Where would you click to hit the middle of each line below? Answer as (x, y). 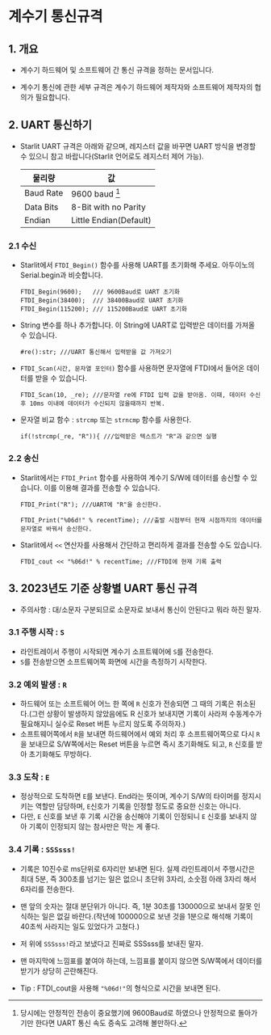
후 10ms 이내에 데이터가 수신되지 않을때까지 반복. (92, 404)
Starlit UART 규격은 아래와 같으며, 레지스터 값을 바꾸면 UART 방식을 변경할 (138, 146)
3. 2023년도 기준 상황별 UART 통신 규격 (103, 588)
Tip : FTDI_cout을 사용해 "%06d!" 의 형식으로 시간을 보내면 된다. (120, 988)
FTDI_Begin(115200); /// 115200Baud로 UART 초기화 (103, 309)
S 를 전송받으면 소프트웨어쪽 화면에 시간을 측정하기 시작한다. (113, 661)
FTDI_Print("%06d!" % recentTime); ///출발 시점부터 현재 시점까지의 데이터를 (141, 520)
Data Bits (41, 207)
